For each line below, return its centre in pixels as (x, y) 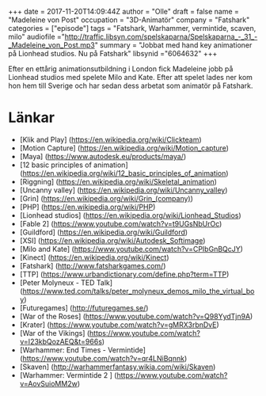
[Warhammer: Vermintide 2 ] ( (68, 375)
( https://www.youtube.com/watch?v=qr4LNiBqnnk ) (103, 358)
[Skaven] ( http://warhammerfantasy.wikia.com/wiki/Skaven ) (118, 367)
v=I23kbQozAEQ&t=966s (61, 341)
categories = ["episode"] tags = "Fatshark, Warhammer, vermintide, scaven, (132, 28)
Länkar (32, 118)
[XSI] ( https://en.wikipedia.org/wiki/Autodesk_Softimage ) (112, 240)
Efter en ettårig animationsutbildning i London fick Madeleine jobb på (121, 69)
